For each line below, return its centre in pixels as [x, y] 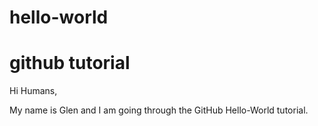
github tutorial [70, 63]
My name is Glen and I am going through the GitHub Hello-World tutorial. [159, 110]
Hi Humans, [33, 91]
